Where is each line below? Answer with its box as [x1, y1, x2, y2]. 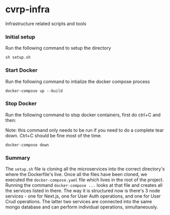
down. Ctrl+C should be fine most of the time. [5, 132, 102, 139]
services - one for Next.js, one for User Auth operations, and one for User [5, 193, 161, 199]
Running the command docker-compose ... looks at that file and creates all [5, 182, 163, 188]
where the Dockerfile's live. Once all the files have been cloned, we [5, 171, 147, 178]
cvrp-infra [5, 4, 50, 15]
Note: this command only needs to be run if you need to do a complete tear [5, 127, 164, 133]
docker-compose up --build [5, 88, 63, 93]
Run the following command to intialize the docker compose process [5, 78, 150, 84]
